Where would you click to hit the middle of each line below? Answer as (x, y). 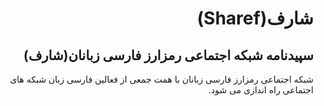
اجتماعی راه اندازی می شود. (260, 90)
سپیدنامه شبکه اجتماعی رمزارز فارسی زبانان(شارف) (168, 55)
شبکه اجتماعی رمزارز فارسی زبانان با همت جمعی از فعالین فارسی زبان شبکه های (161, 79)
